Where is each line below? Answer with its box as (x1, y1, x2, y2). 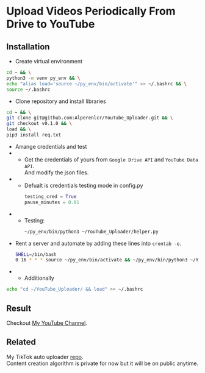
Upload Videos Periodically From (6, 4, 176, 18)
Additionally (24, 274, 55, 282)
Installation (6, 41, 50, 52)
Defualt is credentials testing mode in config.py (24, 182, 143, 189)
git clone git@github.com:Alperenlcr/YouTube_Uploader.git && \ (6, 115, 173, 121)
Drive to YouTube (6, 17, 95, 31)
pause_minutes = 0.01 (24, 199, 79, 205)
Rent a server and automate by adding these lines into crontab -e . (15, 240, 182, 247)
